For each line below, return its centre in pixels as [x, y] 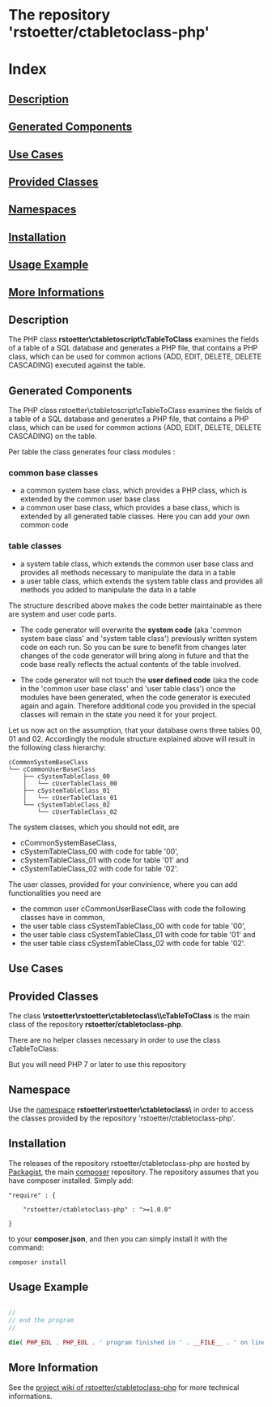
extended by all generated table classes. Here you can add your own [135, 516]
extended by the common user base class [90, 499]
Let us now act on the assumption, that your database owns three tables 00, [135, 730]
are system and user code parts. [63, 613]
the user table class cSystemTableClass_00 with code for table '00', [133, 926]
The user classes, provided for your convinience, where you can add [123, 884]
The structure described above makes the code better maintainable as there [135, 605]
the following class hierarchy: [57, 747]
